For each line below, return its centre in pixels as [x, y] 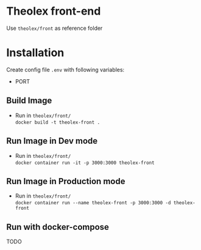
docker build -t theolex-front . [58, 122]
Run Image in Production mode [66, 181]
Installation [35, 53]
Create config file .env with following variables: [65, 70]
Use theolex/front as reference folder [55, 28]
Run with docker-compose [58, 227]
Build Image [29, 101]
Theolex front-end [54, 11]
